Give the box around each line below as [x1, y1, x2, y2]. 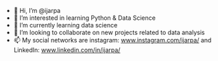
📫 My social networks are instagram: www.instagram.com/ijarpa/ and [13, 36, 212, 44]
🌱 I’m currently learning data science [13, 21, 118, 29]
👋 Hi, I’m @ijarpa [13, 7, 61, 14]
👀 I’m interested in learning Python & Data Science [13, 14, 156, 22]
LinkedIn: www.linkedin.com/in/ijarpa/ [13, 46, 121, 54]
